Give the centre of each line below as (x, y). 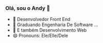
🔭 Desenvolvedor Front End (41, 19)
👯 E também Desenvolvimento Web (49, 30)
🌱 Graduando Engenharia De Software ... (55, 25)
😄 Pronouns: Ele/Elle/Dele (40, 36)
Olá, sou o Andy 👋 (28, 8)
